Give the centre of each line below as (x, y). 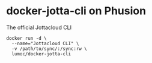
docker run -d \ (26, 38)
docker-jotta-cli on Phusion (76, 11)
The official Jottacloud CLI (39, 27)
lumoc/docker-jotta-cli (41, 54)
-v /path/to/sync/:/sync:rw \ (49, 49)
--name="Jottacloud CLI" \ (45, 43)
